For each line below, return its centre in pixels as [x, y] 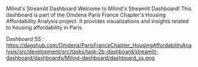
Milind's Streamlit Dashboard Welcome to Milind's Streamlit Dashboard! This [99, 9]
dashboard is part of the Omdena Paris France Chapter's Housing [86, 15]
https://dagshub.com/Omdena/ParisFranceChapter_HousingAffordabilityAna [99, 45]
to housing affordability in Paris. [45, 27]
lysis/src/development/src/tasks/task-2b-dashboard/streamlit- [82, 52]
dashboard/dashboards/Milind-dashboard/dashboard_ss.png [80, 58]
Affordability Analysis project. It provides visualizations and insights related [98, 21]
